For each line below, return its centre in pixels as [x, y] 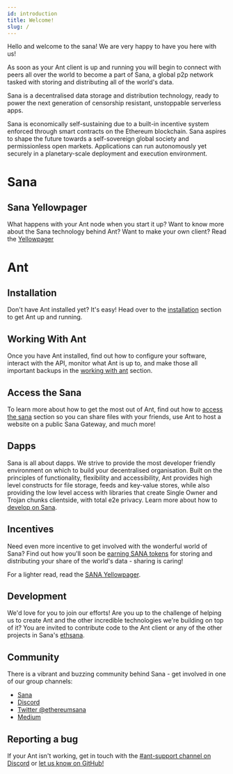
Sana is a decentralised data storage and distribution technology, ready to [113, 96]
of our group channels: [40, 681]
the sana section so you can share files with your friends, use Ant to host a [114, 417]
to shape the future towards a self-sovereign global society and [98, 139]
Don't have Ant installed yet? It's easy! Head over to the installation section [114, 310]
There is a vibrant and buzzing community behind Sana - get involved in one [116, 674]
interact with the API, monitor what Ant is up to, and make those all [103, 363]
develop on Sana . [32, 507]
